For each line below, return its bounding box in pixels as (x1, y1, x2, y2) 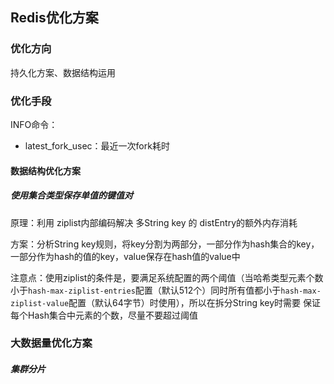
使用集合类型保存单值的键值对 (10, 189, 133, 202)
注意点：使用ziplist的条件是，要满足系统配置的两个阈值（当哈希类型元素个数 (10, 271, 324, 283)
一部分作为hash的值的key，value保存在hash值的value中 (10, 250, 241, 262)
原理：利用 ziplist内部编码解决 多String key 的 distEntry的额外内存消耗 (10, 216, 298, 228)
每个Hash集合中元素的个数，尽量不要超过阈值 (10, 309, 198, 321)
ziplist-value (10, 298, 70, 308)
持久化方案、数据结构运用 (10, 66, 116, 78)
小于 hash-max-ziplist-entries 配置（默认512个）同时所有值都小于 (10, 284, 282, 296)
